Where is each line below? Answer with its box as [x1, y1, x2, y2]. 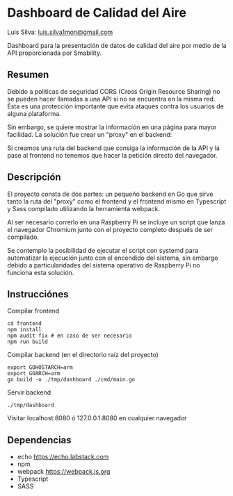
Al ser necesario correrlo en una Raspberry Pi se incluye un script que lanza [7, 217, 225, 226]
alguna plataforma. [7, 109, 61, 117]
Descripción [7, 172, 61, 183]
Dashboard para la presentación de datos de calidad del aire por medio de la [7, 41, 227, 49]
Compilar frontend [7, 307, 60, 315]
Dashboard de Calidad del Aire [7, 5, 186, 21]
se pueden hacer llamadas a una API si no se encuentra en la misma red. [7, 94, 216, 103]
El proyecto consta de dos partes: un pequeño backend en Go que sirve [7, 190, 214, 198]
